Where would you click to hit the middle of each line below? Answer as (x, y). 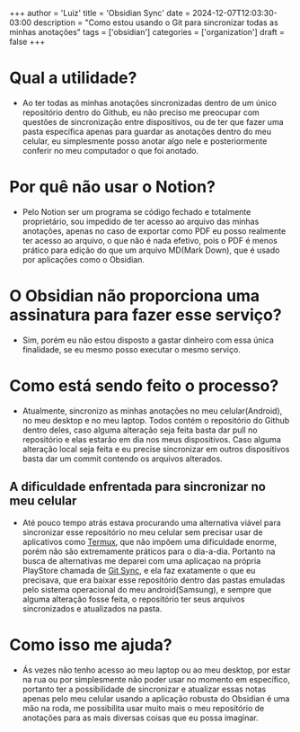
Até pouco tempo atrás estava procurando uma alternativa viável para (151, 522)
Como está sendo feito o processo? (144, 386)
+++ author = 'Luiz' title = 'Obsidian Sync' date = (100, 13)
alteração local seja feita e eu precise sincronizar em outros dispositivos (156, 449)
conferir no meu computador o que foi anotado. (110, 150)
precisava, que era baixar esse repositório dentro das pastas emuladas (154, 580)
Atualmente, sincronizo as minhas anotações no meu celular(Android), (152, 411)
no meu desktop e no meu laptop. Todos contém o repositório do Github (156, 420)
